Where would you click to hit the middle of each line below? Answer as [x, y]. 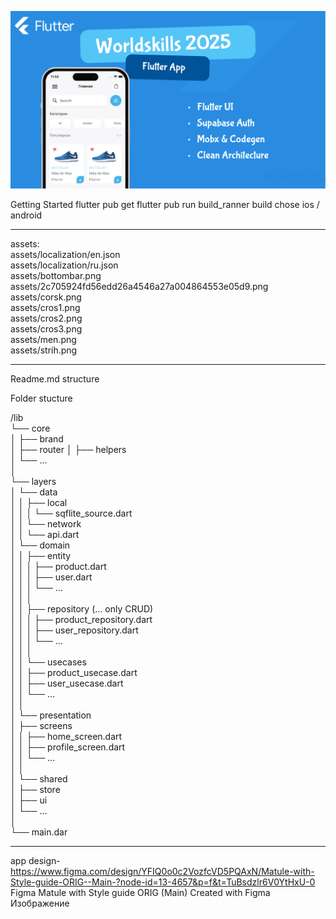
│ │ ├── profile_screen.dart [68, 747]
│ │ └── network [46, 523]
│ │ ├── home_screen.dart [66, 736]
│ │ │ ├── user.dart [51, 577]
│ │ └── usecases [48, 662]
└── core [30, 428]
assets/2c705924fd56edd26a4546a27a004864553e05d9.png [139, 286]
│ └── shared [39, 778]
